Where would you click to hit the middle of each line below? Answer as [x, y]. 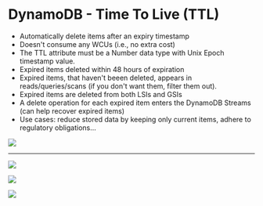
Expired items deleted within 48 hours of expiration [102, 69]
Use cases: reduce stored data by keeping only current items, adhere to [135, 119]
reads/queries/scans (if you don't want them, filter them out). [118, 86]
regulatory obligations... [58, 128]
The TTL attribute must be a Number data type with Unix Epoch [122, 52]
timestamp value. [47, 61]
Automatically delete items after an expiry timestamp [104, 36]
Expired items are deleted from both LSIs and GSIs [101, 94]
